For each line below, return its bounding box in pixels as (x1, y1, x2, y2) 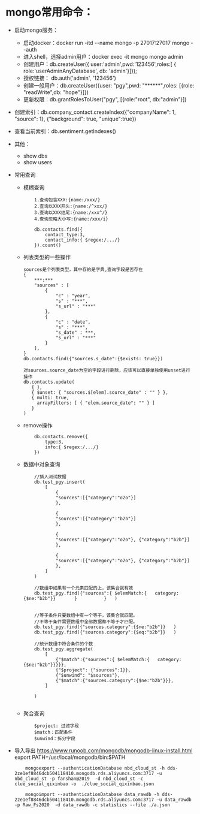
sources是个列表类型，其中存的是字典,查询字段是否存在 (23, 266, 143, 273)
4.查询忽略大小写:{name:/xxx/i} (34, 216, 109, 222)
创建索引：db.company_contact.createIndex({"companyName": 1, (14, 108, 176, 116)
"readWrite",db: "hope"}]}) (23, 88, 89, 96)
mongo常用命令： (5, 5, 94, 19)
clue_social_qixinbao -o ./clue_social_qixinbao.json (14, 780, 154, 787)
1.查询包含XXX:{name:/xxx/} (34, 197, 101, 203)
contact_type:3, (44, 231, 86, 237)
